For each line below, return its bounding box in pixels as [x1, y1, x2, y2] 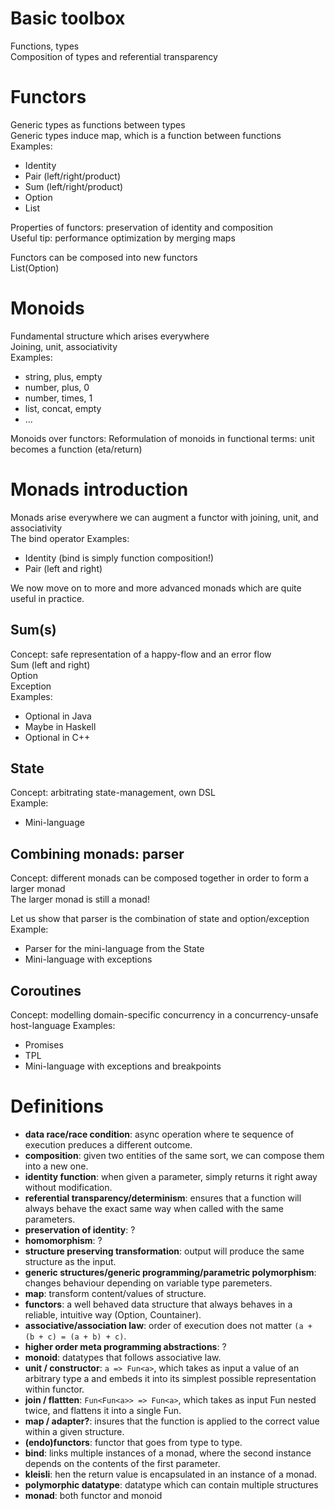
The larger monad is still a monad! [10, 893, 150, 906]
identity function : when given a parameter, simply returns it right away [24, 1170, 318, 1182]
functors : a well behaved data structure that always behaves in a [24, 1298, 293, 1310]
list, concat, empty [24, 402, 102, 414]
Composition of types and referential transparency [10, 50, 218, 62]
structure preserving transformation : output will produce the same [24, 1245, 305, 1257]
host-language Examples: [10, 1020, 116, 1031]
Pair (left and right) [24, 562, 103, 574]
